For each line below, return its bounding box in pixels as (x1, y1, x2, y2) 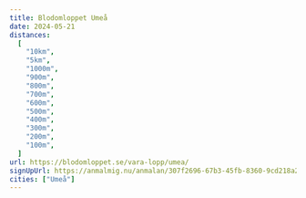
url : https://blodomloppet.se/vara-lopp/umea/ (9, 157, 189, 167)
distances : (9, 30, 51, 39)
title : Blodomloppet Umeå (9, 13, 107, 23)
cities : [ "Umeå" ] (9, 174, 76, 183)
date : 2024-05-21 (9, 22, 76, 31)
